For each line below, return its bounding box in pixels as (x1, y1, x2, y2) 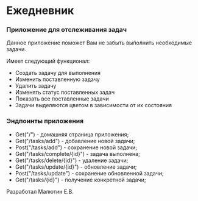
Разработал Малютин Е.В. (6, 188, 74, 195)
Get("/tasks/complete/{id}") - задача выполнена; (15, 150, 140, 157)
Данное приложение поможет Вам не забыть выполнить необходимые (6, 39, 193, 46)
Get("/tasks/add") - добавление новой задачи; (15, 137, 135, 144)
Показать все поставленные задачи (15, 95, 109, 102)
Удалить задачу (15, 82, 57, 90)
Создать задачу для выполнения (15, 69, 101, 77)
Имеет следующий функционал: (6, 57, 90, 65)
